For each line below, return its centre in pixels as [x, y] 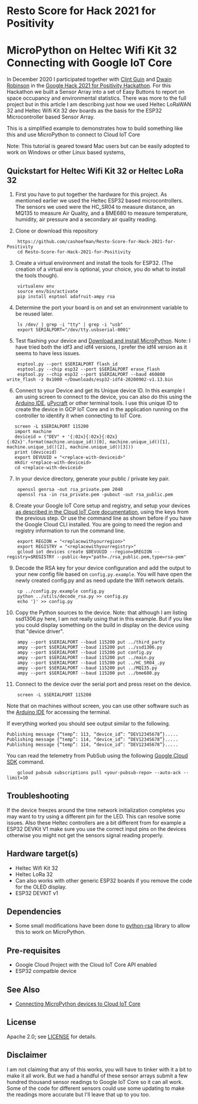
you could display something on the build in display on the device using [102, 625]
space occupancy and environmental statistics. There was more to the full [97, 98]
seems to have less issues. [48, 353]
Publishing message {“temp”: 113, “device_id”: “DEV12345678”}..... [93, 734]
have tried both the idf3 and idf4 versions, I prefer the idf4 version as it [101, 347]
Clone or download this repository [57, 231]
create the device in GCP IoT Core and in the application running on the [102, 409]
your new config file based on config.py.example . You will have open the [103, 574]
